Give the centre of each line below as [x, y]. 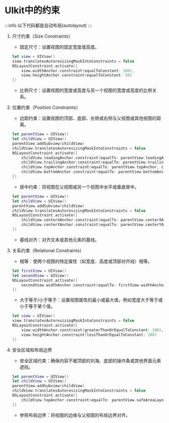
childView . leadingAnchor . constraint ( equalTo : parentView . [83, 158]
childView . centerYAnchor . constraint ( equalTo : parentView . [83, 225]
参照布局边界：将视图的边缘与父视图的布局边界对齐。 [75, 415]
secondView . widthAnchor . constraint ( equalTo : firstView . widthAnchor [94, 285]
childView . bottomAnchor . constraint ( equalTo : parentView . [82, 172]
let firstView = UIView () [39, 271]
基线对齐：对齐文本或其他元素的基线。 [59, 240]
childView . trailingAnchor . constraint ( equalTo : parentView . [85, 163]
